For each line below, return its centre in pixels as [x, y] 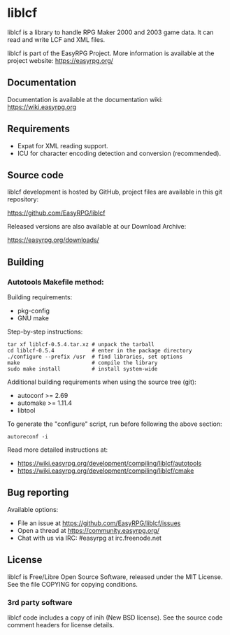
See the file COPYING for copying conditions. [73, 584]
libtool [26, 411]
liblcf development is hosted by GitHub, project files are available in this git [115, 192]
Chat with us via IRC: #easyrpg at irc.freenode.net [89, 538]
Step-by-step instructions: [45, 332]
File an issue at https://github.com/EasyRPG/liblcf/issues [99, 523]
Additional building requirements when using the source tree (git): [102, 382]
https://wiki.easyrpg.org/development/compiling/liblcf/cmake [106, 471]
